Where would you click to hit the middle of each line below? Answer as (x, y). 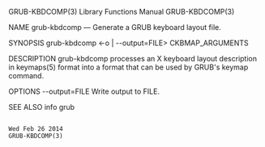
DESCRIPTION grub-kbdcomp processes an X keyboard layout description (133, 59)
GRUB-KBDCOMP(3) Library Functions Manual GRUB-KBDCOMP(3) (122, 12)
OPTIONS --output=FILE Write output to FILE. (84, 91)
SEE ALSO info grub (42, 107)
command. (26, 76)
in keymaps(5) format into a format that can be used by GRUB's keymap (128, 67)
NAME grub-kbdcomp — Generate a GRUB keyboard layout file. (115, 27)
